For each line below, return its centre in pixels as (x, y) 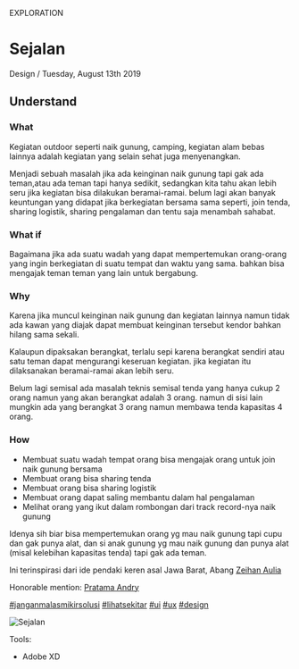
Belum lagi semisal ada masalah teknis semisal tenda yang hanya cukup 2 (145, 389)
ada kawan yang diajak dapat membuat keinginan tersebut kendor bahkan (145, 325)
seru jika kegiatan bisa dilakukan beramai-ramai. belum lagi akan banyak (143, 192)
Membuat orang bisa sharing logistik (89, 488)
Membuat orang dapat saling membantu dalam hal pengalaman (138, 497)
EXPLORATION (37, 13)
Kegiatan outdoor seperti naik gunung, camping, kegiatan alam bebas (137, 146)
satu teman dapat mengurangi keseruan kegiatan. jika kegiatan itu (130, 362)
